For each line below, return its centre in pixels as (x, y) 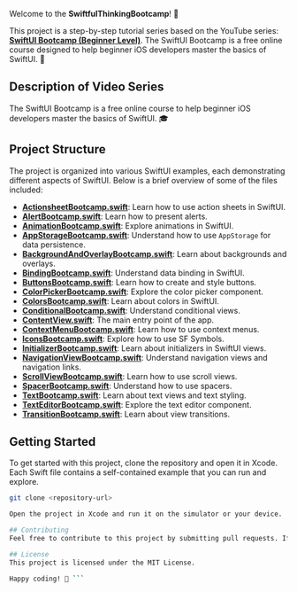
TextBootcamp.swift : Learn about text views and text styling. (134, 395)
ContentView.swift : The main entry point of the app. (118, 320)
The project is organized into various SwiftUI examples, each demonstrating (147, 171)
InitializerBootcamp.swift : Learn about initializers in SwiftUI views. (144, 348)
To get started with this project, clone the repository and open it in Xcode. (144, 463)
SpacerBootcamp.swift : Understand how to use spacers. (127, 386)
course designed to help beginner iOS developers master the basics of (138, 50)
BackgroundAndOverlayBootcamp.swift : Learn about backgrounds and (154, 253)
